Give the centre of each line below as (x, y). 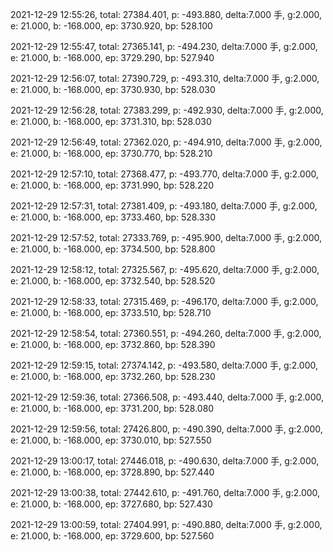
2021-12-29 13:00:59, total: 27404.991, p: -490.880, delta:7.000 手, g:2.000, (166, 524)
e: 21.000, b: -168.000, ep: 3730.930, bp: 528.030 (113, 89)
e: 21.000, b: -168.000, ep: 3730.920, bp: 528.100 (111, 26)
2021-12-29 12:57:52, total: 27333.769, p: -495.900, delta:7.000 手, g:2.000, (166, 237)
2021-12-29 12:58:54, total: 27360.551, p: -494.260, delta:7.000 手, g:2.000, (166, 333)
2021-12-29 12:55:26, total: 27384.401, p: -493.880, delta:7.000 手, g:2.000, (166, 14)
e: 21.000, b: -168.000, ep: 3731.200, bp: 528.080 (112, 408)
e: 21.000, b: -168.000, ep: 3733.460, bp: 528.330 (113, 217)
